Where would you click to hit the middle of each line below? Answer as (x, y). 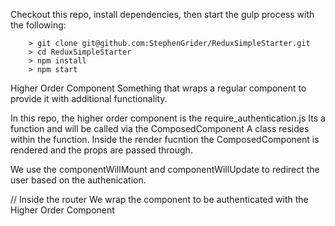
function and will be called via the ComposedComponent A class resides (160, 128)
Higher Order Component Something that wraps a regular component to (158, 88)
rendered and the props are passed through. (101, 150)
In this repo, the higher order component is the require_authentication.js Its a (168, 118)
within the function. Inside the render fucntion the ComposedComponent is (165, 139)
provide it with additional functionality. (89, 98)
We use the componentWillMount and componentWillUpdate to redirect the (165, 169)
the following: (38, 25)
